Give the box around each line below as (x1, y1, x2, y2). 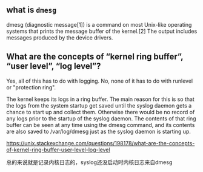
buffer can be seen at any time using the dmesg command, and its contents (6, 121, 195, 128)
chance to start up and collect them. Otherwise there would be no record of (6, 108, 195, 115)
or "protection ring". (6, 83, 56, 91)
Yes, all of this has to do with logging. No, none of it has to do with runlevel (6, 77, 193, 84)
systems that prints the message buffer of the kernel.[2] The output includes (6, 27, 198, 35)
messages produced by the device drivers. (6, 33, 113, 41)
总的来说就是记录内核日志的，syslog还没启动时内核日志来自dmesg (6, 158, 173, 166)
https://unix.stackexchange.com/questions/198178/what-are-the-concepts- (6, 139, 195, 146)
